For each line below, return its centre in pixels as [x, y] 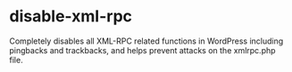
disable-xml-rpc [71, 16]
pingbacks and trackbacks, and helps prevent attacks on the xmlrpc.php [142, 50]
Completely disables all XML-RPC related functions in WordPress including [146, 41]
